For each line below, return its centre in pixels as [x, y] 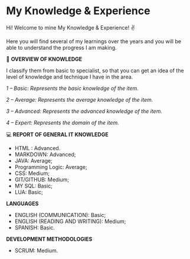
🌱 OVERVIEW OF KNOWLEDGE [44, 59]
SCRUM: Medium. [36, 250]
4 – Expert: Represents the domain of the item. [63, 122]
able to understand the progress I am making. [61, 47]
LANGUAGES [22, 203]
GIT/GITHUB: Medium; [42, 179]
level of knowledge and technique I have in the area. [70, 77]
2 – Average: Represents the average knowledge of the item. [80, 99]
